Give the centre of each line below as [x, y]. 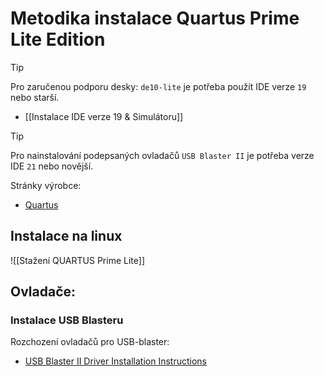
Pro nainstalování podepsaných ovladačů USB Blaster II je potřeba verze [162, 155]
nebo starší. [35, 97]
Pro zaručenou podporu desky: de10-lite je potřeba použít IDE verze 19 [158, 86]
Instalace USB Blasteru [67, 320]
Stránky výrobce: [46, 185]
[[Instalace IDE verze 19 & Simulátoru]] [104, 116]
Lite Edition [58, 39]
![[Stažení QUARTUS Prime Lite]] [77, 260]
